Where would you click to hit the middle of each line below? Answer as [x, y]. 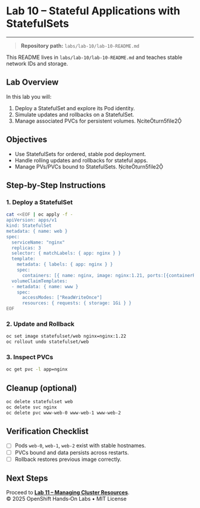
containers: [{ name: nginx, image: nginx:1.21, [83, 275]
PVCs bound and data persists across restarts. [72, 452]
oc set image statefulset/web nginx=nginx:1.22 [66, 336]
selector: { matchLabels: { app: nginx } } [66, 253]
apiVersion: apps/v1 [32, 220]
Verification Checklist [48, 431]
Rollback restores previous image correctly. [68, 459]
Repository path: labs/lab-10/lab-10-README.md [80, 45]
